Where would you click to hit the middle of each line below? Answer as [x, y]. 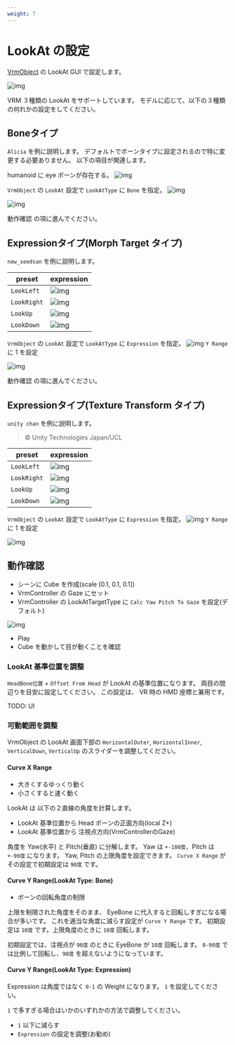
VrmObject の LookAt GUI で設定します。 [66, 72]
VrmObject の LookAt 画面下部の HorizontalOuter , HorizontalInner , [105, 742]
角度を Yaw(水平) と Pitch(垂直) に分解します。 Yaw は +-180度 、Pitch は [111, 846]
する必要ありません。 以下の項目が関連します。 [81, 160]
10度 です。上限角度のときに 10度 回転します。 [87, 930]
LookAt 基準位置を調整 [46, 667]
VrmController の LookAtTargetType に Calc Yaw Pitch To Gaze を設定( [120, 601]
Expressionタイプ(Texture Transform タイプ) [106, 405]
